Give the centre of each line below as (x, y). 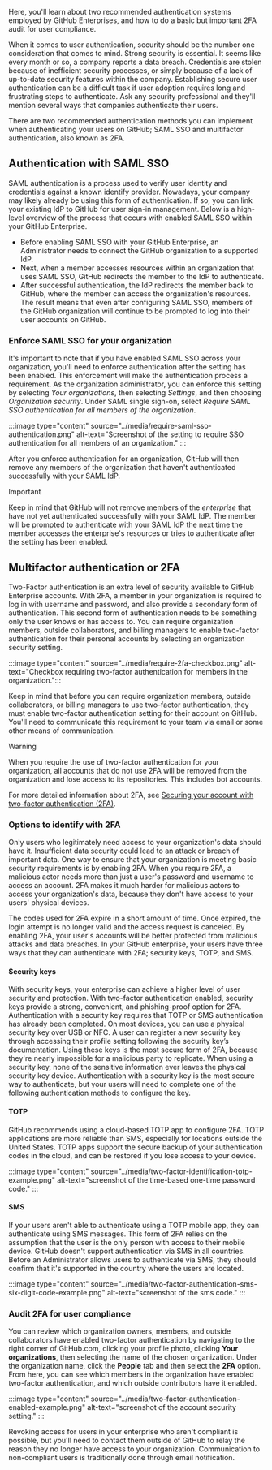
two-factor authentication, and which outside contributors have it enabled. (133, 1383)
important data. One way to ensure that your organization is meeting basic (133, 860)
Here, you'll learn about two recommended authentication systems (120, 12)
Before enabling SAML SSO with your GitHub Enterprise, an (119, 242)
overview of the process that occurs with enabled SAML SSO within (139, 218)
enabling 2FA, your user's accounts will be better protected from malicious (133, 936)
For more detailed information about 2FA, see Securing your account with (131, 795)
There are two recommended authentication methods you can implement (131, 121)
